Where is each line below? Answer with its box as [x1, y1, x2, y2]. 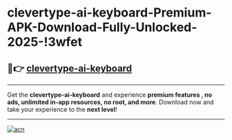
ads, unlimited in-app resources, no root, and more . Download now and [7, 98, 214, 106]
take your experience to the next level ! [7, 106, 117, 113]
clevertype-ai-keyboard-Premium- [7, 5, 212, 21]
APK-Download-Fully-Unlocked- [7, 19, 197, 35]
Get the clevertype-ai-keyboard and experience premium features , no [7, 91, 213, 99]
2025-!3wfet [7, 34, 83, 50]
